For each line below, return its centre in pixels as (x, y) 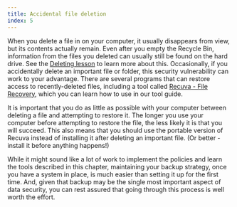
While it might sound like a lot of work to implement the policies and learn (115, 159)
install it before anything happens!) (58, 145)
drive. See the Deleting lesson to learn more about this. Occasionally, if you (117, 63)
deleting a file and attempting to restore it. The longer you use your (106, 115)
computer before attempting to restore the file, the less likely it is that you (115, 122)
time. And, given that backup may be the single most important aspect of (114, 181)
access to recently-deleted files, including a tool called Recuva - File (108, 86)
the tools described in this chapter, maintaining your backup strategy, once (117, 166)
